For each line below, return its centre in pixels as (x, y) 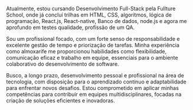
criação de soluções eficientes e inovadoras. (60, 101)
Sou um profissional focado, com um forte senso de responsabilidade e (93, 39)
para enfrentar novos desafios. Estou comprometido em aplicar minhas (92, 88)
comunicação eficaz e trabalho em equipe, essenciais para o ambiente (92, 58)
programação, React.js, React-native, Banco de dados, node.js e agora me (97, 21)
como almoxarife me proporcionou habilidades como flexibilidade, (86, 51)
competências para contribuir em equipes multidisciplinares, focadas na (94, 94)
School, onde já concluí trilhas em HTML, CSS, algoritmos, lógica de (89, 15)
